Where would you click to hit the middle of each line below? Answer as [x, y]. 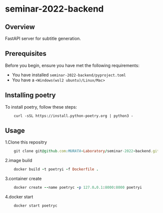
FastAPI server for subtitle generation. [43, 38]
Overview [20, 27]
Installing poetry [30, 95]
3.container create [24, 179]
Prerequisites [26, 54]
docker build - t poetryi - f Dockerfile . [56, 169]
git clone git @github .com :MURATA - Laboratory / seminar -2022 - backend [82, 151]
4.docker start [19, 197]
